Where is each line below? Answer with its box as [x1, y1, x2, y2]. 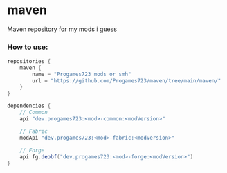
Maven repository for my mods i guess [7, 25, 118, 33]
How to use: [7, 42, 48, 52]
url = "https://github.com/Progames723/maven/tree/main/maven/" [32, 77, 221, 84]
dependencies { [7, 102, 51, 109]
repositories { [7, 58, 51, 65]
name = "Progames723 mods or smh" [32, 71, 131, 78]
